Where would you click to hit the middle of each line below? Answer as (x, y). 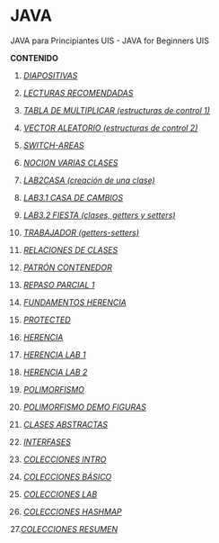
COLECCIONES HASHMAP (72, 511)
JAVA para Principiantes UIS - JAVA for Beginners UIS (110, 41)
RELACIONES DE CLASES (70, 249)
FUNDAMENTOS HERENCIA (74, 302)
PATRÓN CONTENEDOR (68, 267)
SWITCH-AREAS (53, 145)
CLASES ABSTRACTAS (66, 424)
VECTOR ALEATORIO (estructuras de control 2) (110, 128)
